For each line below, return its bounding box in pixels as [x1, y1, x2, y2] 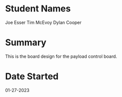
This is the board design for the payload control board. [5, 53, 118, 59]
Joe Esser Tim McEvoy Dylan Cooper [5, 19, 82, 25]
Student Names [5, 3, 71, 14]
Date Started [5, 71, 59, 82]
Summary [5, 37, 46, 48]
